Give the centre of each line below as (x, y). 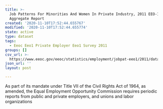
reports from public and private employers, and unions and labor (70, 96)
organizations (19, 101)
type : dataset (19, 37)
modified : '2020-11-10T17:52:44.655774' (47, 28)
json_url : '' (18, 63)
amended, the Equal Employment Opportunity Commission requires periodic (81, 91)
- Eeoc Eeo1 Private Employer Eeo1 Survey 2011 (58, 46)
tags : (10, 41)
